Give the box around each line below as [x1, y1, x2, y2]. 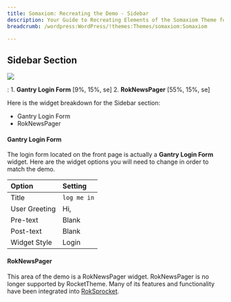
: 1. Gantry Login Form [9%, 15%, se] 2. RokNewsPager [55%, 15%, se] [7, 85, 210, 94]
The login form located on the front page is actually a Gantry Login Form [7, 151, 214, 159]
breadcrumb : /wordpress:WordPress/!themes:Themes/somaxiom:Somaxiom [7, 23, 208, 30]
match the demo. [7, 165, 56, 173]
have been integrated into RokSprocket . [7, 287, 120, 295]
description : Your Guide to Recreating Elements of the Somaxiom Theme [7, 17, 217, 23]
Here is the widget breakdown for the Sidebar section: [7, 99, 161, 107]
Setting [62, 182, 87, 191]
